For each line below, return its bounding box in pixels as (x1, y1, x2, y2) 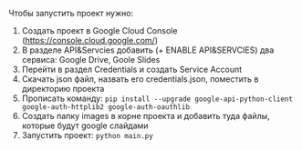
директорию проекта (21, 84, 105, 94)
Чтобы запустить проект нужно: (8, 8, 134, 18)
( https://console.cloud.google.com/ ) (21, 35, 159, 45)
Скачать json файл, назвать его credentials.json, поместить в (21, 74, 259, 85)
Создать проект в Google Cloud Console (21, 25, 178, 35)
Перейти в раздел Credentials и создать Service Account (21, 64, 243, 75)
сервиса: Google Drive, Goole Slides (21, 55, 161, 65)
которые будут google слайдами (21, 120, 149, 131)
